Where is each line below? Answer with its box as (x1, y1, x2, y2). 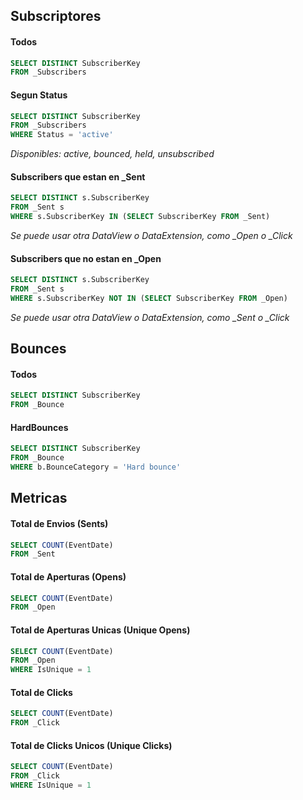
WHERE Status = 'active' (10, 130, 114, 140)
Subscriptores (10, 8, 102, 25)
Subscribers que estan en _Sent (10, 170, 146, 183)
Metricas (10, 490, 68, 507)
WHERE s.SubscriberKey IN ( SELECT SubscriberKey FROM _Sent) (10, 212, 271, 222)
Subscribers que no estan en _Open (10, 252, 162, 264)
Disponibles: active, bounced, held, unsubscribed (10, 148, 215, 160)
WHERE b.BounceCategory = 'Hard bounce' (10, 462, 182, 473)
